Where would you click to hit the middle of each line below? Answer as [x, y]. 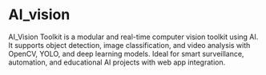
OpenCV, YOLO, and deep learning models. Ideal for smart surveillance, [126, 53]
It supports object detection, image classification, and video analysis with [129, 45]
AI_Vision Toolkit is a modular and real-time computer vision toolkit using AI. [133, 37]
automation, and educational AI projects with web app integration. [117, 62]
